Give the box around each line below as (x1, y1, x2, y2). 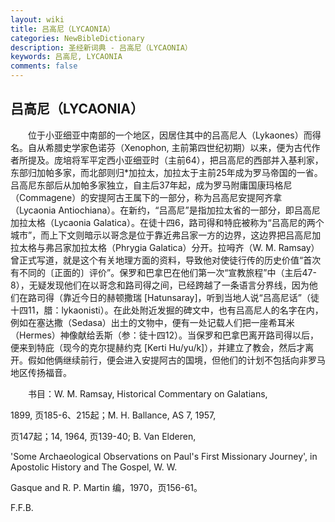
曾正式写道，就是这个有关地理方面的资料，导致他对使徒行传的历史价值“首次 (10, 254, 322, 266)
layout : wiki (10, 14, 65, 25)
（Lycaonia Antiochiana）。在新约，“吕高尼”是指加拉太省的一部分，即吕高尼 (10, 204, 321, 216)
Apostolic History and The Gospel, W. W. (10, 461, 178, 473)
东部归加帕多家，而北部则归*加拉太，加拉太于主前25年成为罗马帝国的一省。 (10, 166, 323, 178)
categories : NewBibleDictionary (10, 33, 145, 43)
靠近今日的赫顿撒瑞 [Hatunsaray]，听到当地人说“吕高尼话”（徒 (62, 291, 320, 303)
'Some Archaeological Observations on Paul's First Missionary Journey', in (10, 450, 318, 462)
